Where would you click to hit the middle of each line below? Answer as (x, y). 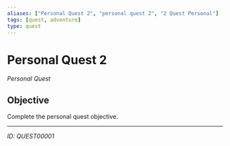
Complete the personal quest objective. (63, 117)
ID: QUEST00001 (31, 136)
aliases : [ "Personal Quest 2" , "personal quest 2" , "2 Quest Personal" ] (113, 13)
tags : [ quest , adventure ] (44, 20)
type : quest (24, 26)
